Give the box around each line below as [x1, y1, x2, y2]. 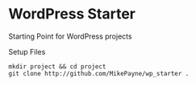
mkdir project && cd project [8, 62, 106, 71]
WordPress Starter [8, 5, 136, 23]
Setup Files [8, 47, 46, 56]
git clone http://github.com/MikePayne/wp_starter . [8, 69, 190, 77]
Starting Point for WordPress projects [8, 31, 132, 41]
